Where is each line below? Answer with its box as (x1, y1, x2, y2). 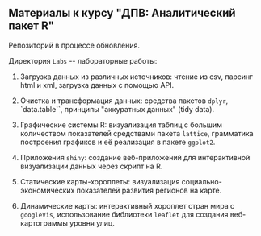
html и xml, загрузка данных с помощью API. (19, 80, 175, 89)
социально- (181, 176, 222, 186)
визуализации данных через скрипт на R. (19, 161, 163, 171)
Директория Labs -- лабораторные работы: (8, 56, 158, 65)
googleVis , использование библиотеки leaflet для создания (19, 209, 229, 219)
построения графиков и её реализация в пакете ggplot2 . (19, 137, 216, 147)
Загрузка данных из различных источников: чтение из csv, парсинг (19, 72, 253, 81)
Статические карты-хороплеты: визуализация (19, 176, 180, 186)
